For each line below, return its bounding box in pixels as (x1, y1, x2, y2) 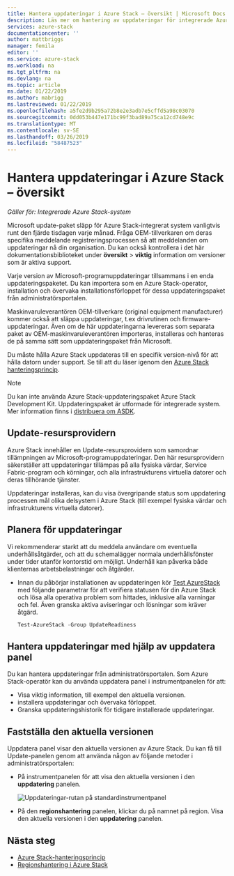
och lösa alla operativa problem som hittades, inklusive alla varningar (17, 593, 216, 601)
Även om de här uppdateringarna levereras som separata (51, 322, 214, 331)
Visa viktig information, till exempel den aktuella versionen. (17, 691, 186, 699)
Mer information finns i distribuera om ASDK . (7, 407, 136, 415)
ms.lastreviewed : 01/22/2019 (7, 101, 92, 108)
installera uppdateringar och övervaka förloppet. (17, 698, 157, 707)
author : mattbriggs (7, 36, 64, 43)
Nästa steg (7, 834, 56, 847)
